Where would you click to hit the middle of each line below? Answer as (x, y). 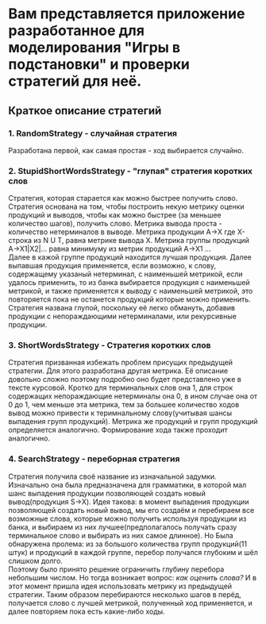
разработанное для (77, 31)
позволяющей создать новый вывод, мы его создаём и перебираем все (131, 510)
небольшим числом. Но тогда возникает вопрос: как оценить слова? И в (132, 577)
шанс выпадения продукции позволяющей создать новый (107, 493)
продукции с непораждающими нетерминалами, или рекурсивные (122, 316)
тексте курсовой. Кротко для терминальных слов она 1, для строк (121, 388)
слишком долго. (36, 560)
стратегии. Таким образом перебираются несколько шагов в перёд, (125, 594)
